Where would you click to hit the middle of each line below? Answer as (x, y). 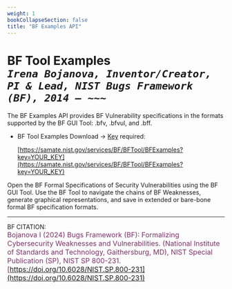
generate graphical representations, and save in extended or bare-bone (109, 200)
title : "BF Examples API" (44, 26)
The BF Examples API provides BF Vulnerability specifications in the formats (115, 116)
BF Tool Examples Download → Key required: (81, 137)
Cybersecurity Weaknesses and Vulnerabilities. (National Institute (114, 243)
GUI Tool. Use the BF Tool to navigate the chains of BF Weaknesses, (104, 192)
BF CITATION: (27, 227)
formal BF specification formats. (53, 207)
